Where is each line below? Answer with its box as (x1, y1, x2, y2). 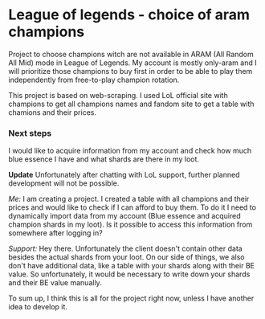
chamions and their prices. (8, 107, 96, 117)
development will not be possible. (8, 178, 120, 188)
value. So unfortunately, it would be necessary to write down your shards (8, 269, 251, 279)
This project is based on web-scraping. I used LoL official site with (8, 90, 229, 100)
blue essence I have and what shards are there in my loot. (8, 154, 199, 164)
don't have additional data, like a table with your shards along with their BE (8, 261, 255, 271)
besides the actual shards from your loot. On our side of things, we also (8, 252, 245, 262)
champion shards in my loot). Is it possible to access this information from (8, 219, 253, 230)
